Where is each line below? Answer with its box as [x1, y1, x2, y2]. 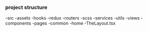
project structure [5, 4, 48, 11]
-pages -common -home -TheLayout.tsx [32, 20, 116, 26]
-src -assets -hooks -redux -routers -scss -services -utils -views [5, 15, 140, 21]
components [5, 20, 32, 26]
